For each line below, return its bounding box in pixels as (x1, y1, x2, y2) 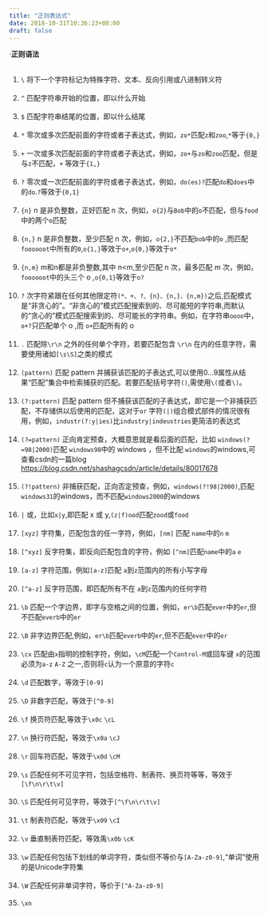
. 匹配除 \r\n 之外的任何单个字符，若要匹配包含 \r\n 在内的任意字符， (20, 339, 250, 349)
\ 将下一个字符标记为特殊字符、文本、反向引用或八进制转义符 (20, 75, 223, 85)
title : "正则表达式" (9, 11, 71, 20)
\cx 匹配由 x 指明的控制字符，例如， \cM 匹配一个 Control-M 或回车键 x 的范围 (20, 649, 261, 659)
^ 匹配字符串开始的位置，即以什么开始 (20, 93, 146, 103)
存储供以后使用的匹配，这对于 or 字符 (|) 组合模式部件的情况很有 (41, 406, 250, 416)
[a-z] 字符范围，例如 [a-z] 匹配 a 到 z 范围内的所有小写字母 (20, 565, 208, 575)
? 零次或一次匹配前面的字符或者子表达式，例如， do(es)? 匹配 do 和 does (20, 177, 248, 187)
